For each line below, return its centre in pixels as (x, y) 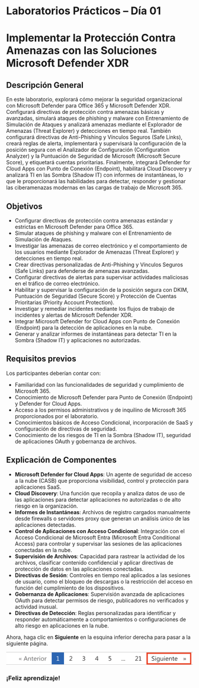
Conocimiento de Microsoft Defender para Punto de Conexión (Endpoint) (104, 397)
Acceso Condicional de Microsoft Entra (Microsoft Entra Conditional (97, 537)
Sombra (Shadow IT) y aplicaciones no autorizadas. (78, 340)
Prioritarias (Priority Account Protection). (64, 302)
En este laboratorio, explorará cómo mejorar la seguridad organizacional (94, 100)
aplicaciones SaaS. (38, 487)
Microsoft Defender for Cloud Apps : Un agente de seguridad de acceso (103, 474)
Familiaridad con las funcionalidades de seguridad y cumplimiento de (99, 384)
